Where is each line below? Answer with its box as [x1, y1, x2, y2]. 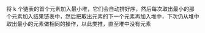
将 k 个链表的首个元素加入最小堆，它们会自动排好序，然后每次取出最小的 [6, 5, 190, 12]
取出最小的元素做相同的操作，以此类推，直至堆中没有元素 [6, 20, 151, 27]
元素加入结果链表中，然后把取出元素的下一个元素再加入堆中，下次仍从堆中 [11, 13, 199, 20]
